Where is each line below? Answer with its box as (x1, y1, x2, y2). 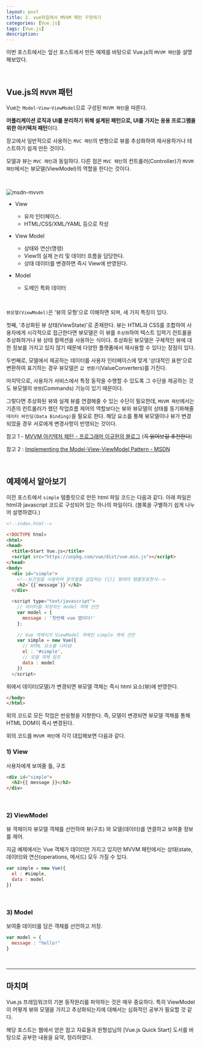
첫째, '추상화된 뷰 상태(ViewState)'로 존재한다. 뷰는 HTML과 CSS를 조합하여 (6, 321, 186, 329)
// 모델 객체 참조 (22, 654, 61, 660)
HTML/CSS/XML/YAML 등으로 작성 (23, 220, 109, 227)
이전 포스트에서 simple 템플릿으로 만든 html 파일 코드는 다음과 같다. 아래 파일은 (6, 493, 192, 501)
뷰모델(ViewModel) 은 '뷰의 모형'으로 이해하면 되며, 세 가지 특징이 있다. (6, 308, 168, 316)
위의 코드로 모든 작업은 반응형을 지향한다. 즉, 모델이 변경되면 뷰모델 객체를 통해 (6, 712, 191, 719)
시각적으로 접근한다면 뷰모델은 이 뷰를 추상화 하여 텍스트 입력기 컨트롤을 (26, 329, 192, 336)
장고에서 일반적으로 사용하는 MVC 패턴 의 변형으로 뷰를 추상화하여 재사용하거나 (6, 137, 186, 144)
